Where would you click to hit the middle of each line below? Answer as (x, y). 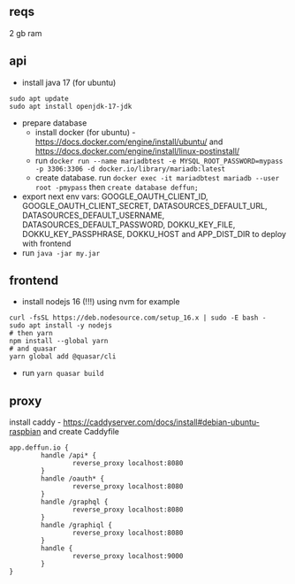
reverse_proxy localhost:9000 (128, 557)
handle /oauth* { (72, 479)
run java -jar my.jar (61, 252)
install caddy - (35, 422)
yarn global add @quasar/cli (63, 357)
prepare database (54, 123)
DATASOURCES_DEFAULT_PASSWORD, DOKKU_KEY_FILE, (129, 224)
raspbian (25, 432)
